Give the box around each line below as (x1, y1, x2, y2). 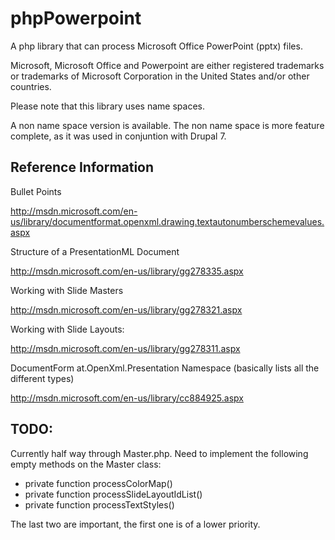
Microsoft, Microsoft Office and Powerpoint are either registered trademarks (10, 59, 325, 71)
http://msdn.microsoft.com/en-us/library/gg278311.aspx (10, 342, 241, 354)
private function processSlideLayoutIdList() (24, 488, 203, 500)
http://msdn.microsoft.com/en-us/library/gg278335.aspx (10, 265, 244, 277)
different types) (10, 372, 75, 384)
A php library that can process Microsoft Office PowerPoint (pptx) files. (10, 40, 303, 52)
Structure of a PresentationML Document (10, 245, 180, 257)
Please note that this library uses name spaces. (10, 100, 205, 112)
